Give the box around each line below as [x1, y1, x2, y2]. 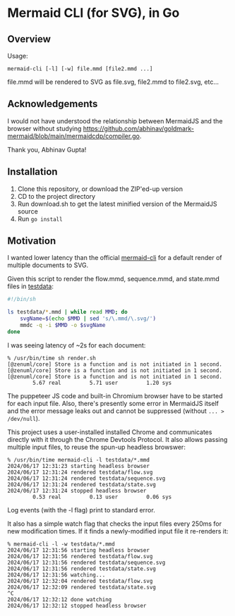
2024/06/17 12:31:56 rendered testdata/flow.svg [7, 553, 153, 560]
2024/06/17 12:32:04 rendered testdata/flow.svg [7, 577, 153, 584]
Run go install [17, 214, 63, 223]
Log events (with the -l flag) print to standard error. [7, 505, 155, 514]
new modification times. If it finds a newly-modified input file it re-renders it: [7, 526, 229, 535]
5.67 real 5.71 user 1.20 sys [32, 379, 172, 386]
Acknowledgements [7, 98, 98, 110]
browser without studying [7, 124, 82, 133]
